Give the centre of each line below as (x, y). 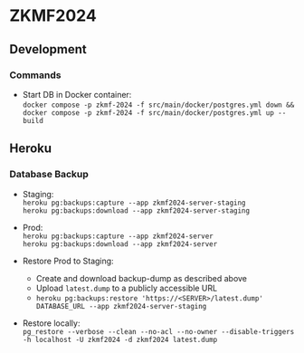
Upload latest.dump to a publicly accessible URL (127, 288)
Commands (35, 75)
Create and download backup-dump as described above (141, 278)
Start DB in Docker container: (77, 94)
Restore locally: (51, 323)
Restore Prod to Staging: (68, 261)
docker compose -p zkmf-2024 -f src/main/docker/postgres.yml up (148, 113)
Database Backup (49, 175)
